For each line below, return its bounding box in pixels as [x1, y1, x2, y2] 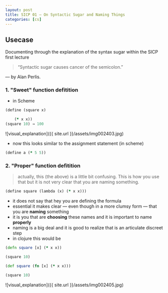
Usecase [5, 35, 34, 44]
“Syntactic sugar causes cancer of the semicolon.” [17, 64, 124, 70]
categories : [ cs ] [5, 17, 42, 22]
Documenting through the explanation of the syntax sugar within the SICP [5, 49, 158, 55]
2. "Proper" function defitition [5, 162, 81, 169]
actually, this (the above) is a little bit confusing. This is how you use [17, 174, 160, 180]
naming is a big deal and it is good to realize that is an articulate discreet [12, 225, 163, 231]
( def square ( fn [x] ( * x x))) [5, 263, 71, 268]
